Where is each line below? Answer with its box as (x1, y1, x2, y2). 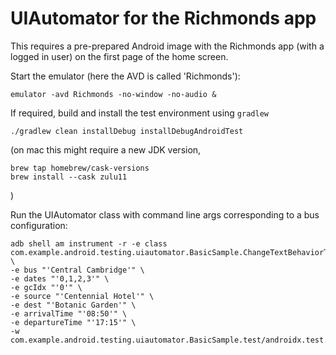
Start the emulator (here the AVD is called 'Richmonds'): (10, 70, 241, 82)
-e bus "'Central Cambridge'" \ (10, 265, 145, 275)
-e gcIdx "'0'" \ (10, 282, 83, 292)
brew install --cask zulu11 (10, 172, 128, 182)
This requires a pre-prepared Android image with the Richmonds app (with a (10, 40, 325, 52)
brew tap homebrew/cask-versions (10, 163, 150, 173)
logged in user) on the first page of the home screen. (10, 50, 229, 62)
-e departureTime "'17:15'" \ (10, 317, 137, 327)
